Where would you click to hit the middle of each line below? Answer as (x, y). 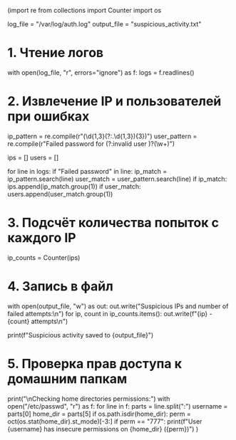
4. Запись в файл (61, 286)
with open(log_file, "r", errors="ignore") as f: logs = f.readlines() (101, 72)
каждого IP (42, 238)
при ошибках (48, 116)
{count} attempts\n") (38, 321)
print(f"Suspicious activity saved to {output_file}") (81, 335)
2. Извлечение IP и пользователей (114, 101)
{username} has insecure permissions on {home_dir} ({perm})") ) (103, 429)
